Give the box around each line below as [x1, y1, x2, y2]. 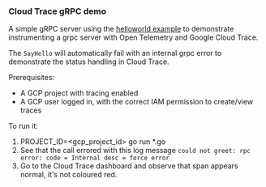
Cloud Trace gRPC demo [8, 6, 107, 17]
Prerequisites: [8, 73, 55, 83]
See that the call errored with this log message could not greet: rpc [19, 146, 251, 155]
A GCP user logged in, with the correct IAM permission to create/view [19, 97, 254, 107]
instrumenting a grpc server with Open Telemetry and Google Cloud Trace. [8, 32, 259, 42]
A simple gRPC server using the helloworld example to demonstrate [8, 24, 234, 34]
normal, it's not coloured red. [19, 170, 118, 180]
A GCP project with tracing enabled [19, 88, 139, 98]
